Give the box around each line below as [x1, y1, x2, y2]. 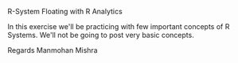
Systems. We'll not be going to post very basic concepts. [7, 31, 194, 39]
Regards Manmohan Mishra [7, 46, 98, 54]
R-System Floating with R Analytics [7, 7, 123, 16]
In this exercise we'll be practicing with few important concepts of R [7, 22, 230, 31]
